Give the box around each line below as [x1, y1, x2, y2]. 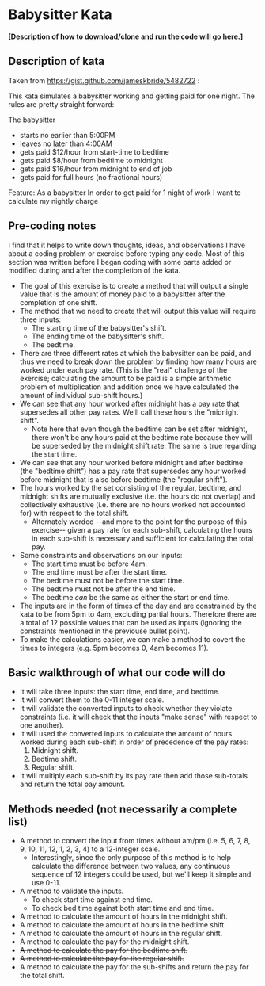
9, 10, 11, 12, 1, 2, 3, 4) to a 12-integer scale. [19, 844, 161, 854]
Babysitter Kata [8, 6, 112, 24]
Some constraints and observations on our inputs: [19, 550, 183, 560]
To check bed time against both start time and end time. [31, 904, 214, 913]
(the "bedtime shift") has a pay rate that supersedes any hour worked [19, 466, 247, 476]
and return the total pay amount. [19, 779, 125, 789]
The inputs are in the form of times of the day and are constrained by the [19, 601, 257, 610]
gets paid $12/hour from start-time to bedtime [19, 147, 170, 156]
